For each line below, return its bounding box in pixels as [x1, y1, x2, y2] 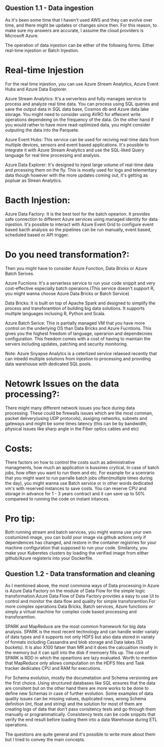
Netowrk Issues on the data [5, 378, 119, 389]
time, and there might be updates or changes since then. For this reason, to [5, 22, 157, 28]
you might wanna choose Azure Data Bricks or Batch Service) [5, 290, 130, 297]
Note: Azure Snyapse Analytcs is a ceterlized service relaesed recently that [5, 350, 157, 356]
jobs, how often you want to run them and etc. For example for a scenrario [5, 470, 155, 476]
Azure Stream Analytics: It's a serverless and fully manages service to [5, 95, 147, 101]
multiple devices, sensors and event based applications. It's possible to [5, 142, 149, 148]
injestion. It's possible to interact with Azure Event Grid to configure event [5, 221, 154, 227]
